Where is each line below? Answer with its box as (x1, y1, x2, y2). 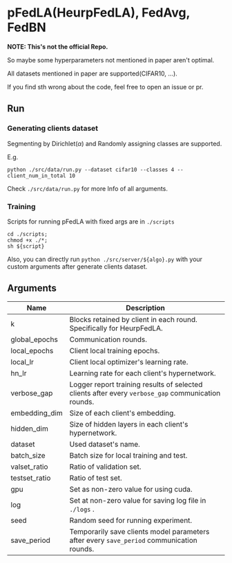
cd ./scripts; (7, 231, 48, 238)
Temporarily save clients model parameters (69, 526, 210, 536)
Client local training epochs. (69, 346, 160, 355)
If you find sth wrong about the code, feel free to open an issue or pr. (7, 82, 204, 91)
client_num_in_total (7, 172, 67, 179)
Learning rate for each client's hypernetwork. (69, 368, 216, 378)
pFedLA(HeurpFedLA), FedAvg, (7, 5, 190, 21)
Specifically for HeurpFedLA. (69, 323, 164, 333)
